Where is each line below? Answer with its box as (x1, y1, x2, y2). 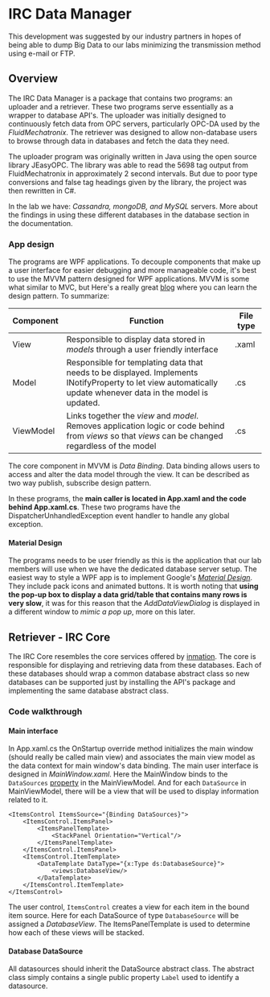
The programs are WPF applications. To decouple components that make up (8, 257, 261, 266)
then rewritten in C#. (8, 186, 76, 196)
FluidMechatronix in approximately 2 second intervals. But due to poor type (8, 168, 258, 178)
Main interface (8, 726, 59, 735)
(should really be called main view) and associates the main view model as (8, 752, 256, 762)
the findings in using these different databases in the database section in (8, 210, 250, 220)
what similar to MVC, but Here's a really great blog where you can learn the (8, 282, 257, 292)
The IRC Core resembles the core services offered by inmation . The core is (8, 652, 256, 661)
